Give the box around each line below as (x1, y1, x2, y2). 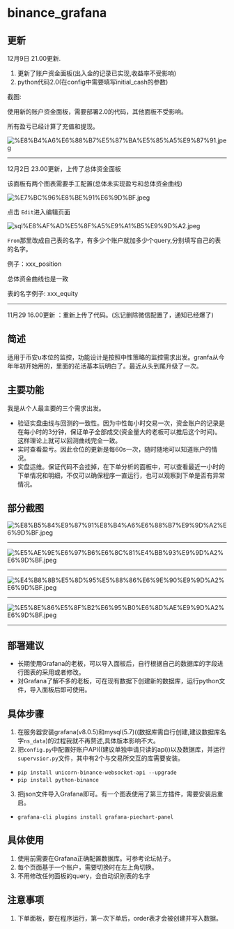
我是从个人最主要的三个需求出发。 (7, 403, 105, 413)
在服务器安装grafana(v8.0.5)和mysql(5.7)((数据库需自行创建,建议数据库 (17, 728, 221, 736)
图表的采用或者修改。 (23, 668, 85, 676)
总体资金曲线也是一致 (7, 274, 68, 283)
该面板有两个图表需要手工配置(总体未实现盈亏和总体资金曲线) (7, 179, 183, 188)
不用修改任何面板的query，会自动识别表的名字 (17, 871, 151, 880)
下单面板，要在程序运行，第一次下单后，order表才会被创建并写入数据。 (17, 914, 223, 922)
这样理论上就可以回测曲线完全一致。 (17, 436, 122, 445)
